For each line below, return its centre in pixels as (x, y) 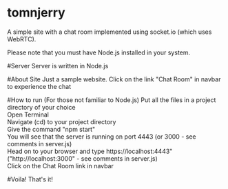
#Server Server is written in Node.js (58, 66)
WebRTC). (22, 39)
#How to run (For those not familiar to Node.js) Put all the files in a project (112, 100)
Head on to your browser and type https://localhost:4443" (90, 151)
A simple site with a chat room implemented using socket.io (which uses (110, 32)
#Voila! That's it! (30, 179)
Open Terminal (28, 115)
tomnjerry (36, 13)
